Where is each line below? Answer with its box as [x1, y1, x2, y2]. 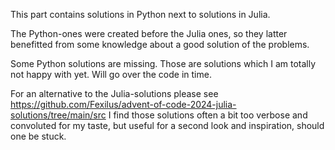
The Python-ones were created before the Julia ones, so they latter [10, 28, 288, 39]
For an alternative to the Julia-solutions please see [10, 88, 219, 99]
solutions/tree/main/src [10, 109, 107, 121]
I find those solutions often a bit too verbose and [108, 109, 308, 121]
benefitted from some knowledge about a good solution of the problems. [10, 39, 310, 50]
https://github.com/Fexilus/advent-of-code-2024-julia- [10, 99, 237, 110]
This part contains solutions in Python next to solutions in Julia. [10, 9, 271, 20]
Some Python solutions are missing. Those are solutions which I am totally [10, 58, 317, 69]
